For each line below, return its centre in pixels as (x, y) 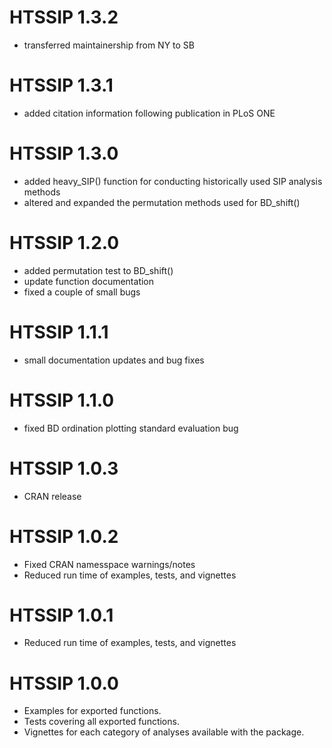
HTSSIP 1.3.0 (64, 153)
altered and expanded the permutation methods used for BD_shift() (162, 202)
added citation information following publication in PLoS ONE (149, 113)
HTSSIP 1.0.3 (64, 468)
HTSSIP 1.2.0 (64, 243)
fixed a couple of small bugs (82, 292)
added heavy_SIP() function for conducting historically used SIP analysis (173, 181)
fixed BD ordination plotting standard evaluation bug (131, 428)
